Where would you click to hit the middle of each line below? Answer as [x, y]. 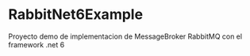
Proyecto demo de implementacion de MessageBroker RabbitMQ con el [125, 36]
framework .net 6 [37, 44]
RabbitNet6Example [76, 15]
